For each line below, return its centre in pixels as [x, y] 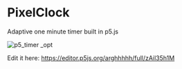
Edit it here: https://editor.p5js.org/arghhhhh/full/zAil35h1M [91, 58]
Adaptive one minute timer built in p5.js [63, 31]
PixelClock [38, 13]
